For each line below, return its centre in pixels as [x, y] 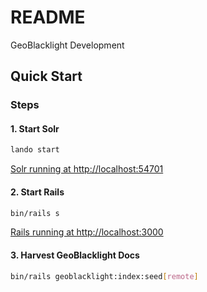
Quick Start [46, 76]
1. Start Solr [35, 128]
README [48, 17]
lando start [35, 150]
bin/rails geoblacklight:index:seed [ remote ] [104, 276]
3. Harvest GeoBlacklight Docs [75, 255]
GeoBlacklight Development [67, 45]
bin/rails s [35, 213]
